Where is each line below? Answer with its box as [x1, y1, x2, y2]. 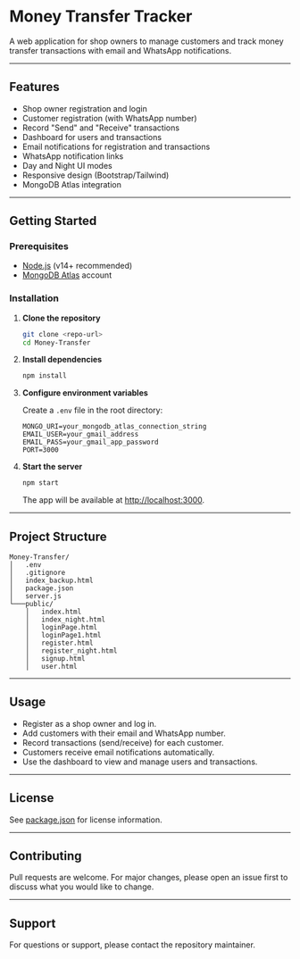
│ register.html [25, 638, 94, 648]
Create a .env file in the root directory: [21, 404, 163, 416]
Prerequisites [9, 240, 69, 253]
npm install [21, 371, 67, 380]
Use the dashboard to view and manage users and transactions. [21, 756, 258, 767]
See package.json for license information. [9, 814, 162, 825]
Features [9, 79, 60, 95]
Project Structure [9, 529, 107, 544]
